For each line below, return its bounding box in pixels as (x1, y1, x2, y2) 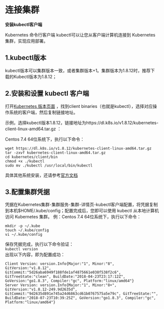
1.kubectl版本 (5, 54, 46, 62)
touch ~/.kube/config (5, 228, 49, 233)
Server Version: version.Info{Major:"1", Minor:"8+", (5, 283, 117, 288)
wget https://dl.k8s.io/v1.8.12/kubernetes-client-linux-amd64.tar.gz (5, 146, 152, 151)
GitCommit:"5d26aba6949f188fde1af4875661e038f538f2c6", (5, 270, 121, 275)
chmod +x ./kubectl (5, 159, 45, 164)
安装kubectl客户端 (5, 21, 42, 27)
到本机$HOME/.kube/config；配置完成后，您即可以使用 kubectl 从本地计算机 (5, 208, 159, 214)
